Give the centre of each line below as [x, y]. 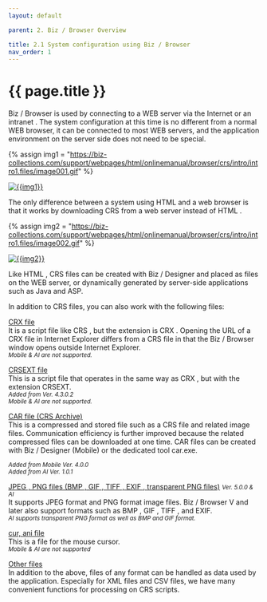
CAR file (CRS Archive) [45, 417]
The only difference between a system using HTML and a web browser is [128, 202]
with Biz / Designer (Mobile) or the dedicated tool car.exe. [103, 450]
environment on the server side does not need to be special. [107, 139]
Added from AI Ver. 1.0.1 [41, 472]
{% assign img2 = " [40, 226]
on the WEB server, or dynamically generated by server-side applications [128, 283]
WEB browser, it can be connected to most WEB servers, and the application [134, 131]
